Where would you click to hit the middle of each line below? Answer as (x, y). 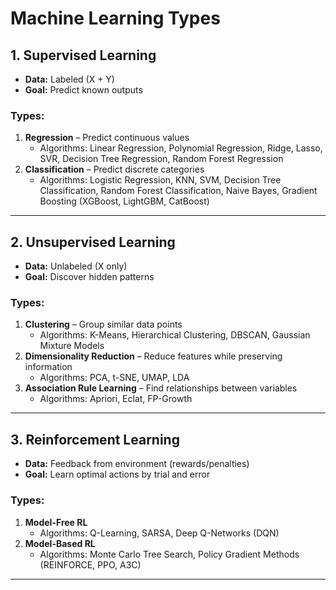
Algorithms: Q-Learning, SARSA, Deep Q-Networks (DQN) (159, 533)
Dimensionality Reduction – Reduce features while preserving (153, 356)
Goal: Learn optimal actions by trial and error (117, 474)
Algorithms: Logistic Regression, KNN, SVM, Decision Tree (160, 180)
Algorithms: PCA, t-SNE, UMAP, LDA (114, 378)
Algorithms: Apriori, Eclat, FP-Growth (116, 399)
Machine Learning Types (115, 18)
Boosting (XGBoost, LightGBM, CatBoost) (124, 201)
